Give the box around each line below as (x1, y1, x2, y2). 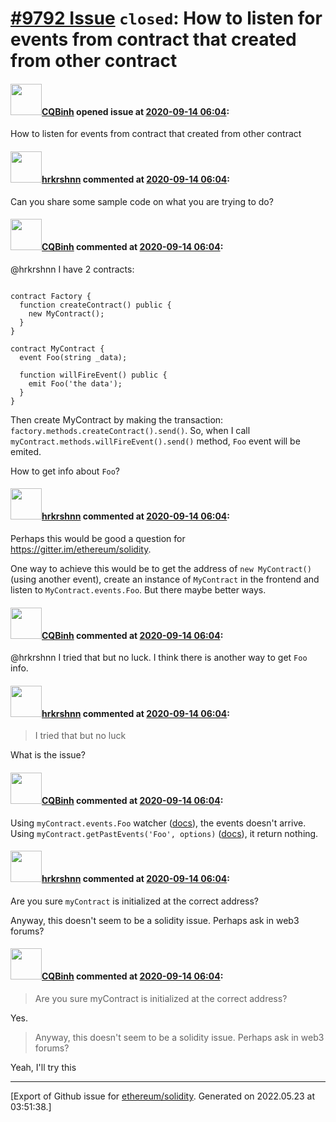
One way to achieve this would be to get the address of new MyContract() (10, 563, 312, 574)
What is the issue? (10, 749, 86, 761)
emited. (10, 445, 42, 457)
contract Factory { (10, 291, 92, 301)
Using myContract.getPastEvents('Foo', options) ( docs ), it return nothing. (10, 827, 319, 839)
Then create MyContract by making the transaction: (10, 413, 224, 426)
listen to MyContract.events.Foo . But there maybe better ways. (10, 584, 267, 596)
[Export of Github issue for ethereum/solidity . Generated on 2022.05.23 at (10, 1090, 316, 1102)
